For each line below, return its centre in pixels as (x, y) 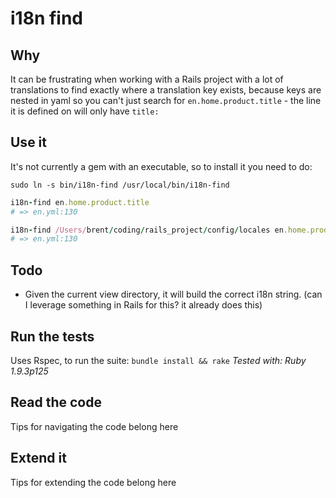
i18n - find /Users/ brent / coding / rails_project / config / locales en (147, 230)
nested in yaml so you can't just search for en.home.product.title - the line (166, 100)
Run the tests (52, 336)
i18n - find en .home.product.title (80, 202)
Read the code (56, 402)
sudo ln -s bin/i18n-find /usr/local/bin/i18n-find (120, 185)
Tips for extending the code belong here (93, 482)
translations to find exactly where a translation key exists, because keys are (166, 90)
